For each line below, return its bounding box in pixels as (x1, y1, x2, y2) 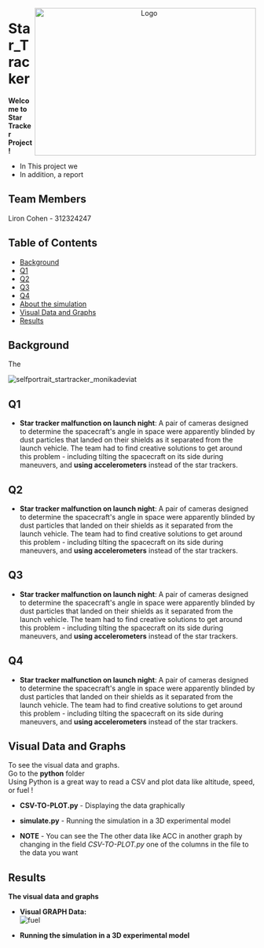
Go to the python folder (8, 768, 85, 779)
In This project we (19, 161, 79, 171)
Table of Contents (8, 236, 98, 250)
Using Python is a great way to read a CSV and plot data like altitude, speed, (8, 777, 255, 787)
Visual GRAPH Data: (19, 907, 87, 917)
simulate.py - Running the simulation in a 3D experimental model (19, 816, 231, 826)
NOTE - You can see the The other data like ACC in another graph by (19, 831, 243, 841)
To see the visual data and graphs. (8, 761, 120, 770)
